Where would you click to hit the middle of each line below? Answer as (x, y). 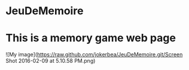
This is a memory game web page (91, 38)
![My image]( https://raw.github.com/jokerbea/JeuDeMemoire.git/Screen (94, 55)
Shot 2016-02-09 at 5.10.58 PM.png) (51, 61)
